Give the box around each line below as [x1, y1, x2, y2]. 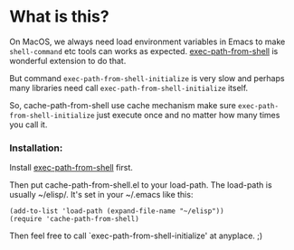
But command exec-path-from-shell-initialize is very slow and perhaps [9, 72, 285, 83]
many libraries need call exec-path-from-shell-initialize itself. [9, 82, 249, 93]
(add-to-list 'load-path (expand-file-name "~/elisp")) [9, 207, 224, 216]
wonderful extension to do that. [9, 55, 127, 66]
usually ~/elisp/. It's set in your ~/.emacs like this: [9, 190, 194, 200]
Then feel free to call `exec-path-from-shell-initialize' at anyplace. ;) [9, 230, 263, 241]
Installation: [9, 142, 63, 154]
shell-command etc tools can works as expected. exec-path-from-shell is [9, 45, 279, 56]
